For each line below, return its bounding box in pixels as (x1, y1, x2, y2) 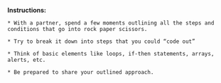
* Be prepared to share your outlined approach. (7, 69, 154, 76)
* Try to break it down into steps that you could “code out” (7, 38, 195, 45)
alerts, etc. (7, 56, 46, 63)
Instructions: (7, 6, 47, 14)
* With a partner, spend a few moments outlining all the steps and (7, 20, 215, 27)
